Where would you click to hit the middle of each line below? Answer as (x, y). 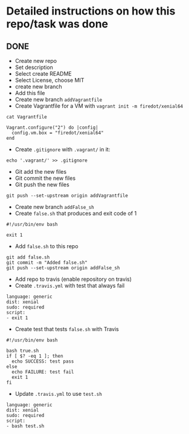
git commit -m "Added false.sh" (47, 263)
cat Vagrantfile (27, 117)
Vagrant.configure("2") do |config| (52, 128)
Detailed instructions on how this (91, 11)
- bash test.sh (25, 426)
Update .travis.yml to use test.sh (59, 394)
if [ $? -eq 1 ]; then (35, 356)
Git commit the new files (45, 178)
